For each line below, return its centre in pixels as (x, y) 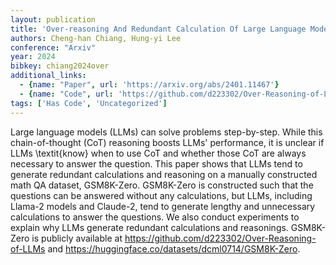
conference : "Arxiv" (53, 47)
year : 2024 (33, 57)
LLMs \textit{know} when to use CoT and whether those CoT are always (158, 153)
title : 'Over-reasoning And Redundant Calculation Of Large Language (158, 29)
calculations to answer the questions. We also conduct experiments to (155, 217)
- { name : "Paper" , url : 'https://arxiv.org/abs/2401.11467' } (149, 85)
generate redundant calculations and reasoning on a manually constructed (164, 174)
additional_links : (48, 76)
